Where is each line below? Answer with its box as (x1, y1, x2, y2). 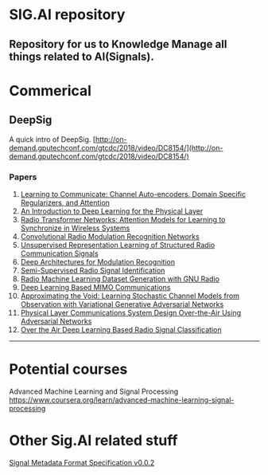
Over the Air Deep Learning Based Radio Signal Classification (20, 324, 222, 334)
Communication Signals (20, 249, 99, 258)
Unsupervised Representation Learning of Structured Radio (20, 240, 216, 249)
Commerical (9, 81, 92, 100)
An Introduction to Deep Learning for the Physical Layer (20, 206, 204, 216)
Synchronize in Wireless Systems (20, 223, 130, 233)
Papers (9, 171, 37, 183)
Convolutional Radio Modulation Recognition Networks (20, 231, 200, 241)
